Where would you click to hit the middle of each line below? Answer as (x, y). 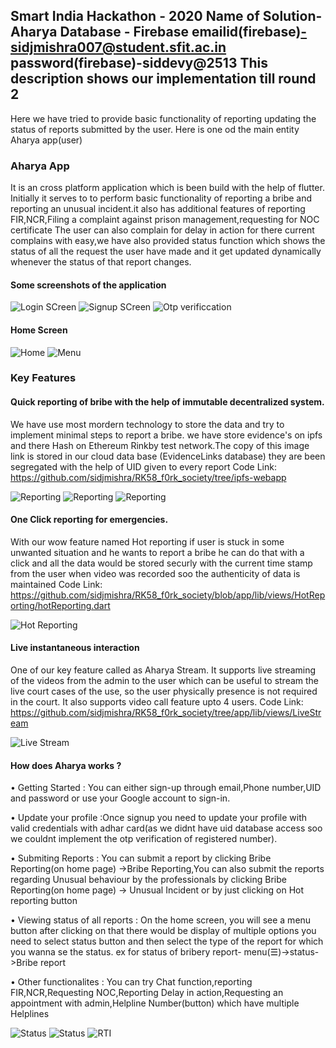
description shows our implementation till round (163, 79)
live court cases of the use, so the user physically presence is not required (164, 691)
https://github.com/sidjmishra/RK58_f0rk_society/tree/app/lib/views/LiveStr (166, 713)
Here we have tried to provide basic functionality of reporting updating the (163, 118)
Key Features (43, 378)
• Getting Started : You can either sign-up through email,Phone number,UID (166, 788)
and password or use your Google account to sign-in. (120, 798)
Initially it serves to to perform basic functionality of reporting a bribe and (161, 198)
